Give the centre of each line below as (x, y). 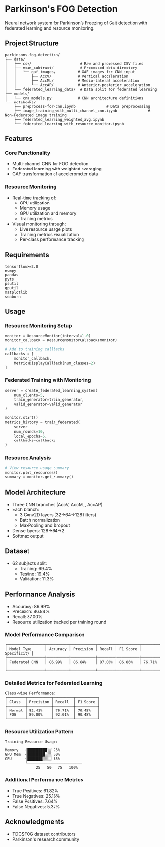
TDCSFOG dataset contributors (44, 834)
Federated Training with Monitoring (48, 380)
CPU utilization (35, 203)
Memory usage (35, 208)
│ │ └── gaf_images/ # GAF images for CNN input (70, 72)
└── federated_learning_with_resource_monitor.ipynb (69, 124)
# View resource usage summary (37, 468)
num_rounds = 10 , (29, 431)
